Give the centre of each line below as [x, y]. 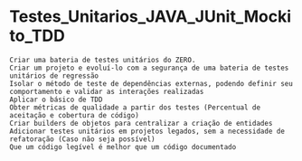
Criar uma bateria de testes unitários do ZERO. [103, 60]
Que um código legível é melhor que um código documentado [123, 147]
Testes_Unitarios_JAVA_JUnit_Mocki [151, 17]
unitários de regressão [54, 76]
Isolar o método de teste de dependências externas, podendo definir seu [151, 83]
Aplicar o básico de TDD [56, 99]
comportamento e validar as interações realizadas [107, 91]
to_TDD [38, 36]
